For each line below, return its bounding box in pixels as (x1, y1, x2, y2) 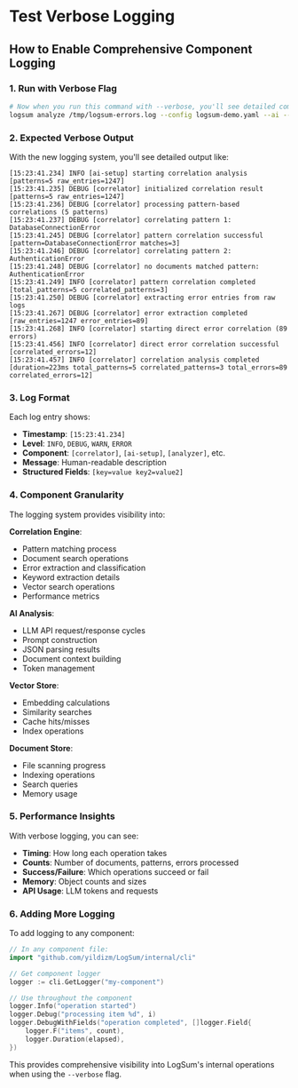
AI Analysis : (9, 608, 55, 618)
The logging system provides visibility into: (9, 509, 166, 520)
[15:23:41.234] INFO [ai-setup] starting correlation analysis (9, 169, 248, 178)
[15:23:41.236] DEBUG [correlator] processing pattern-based (9, 200, 240, 209)
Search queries (21, 779, 78, 790)
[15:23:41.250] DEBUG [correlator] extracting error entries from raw (9, 293, 276, 302)
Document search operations (21, 552, 129, 563)
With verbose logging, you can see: (9, 830, 139, 841)
